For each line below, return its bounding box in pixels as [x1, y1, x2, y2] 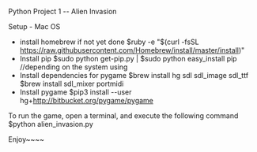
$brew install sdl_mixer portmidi [19, 79, 124, 88]
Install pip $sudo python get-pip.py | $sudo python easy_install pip [19, 54, 237, 63]
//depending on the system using [19, 62, 128, 72]
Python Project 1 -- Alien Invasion [8, 7, 117, 16]
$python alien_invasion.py [8, 120, 93, 128]
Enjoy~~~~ [8, 135, 45, 144]
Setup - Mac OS [8, 22, 61, 31]
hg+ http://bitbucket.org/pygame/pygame [19, 96, 154, 105]
